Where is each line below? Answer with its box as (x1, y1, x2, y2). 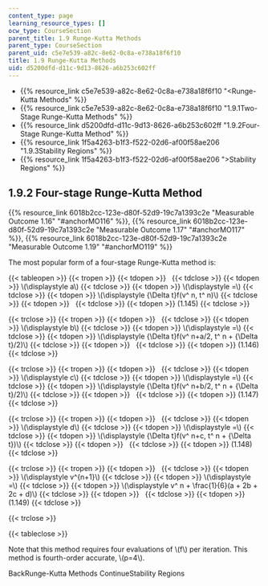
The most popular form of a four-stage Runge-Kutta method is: (8, 257, 217, 267)
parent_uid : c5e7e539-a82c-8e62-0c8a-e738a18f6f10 (8, 49, 181, 57)
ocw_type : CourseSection (8, 27, 91, 35)
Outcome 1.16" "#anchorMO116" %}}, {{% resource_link (8, 216, 192, 226)
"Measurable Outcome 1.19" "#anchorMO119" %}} (8, 242, 173, 252)
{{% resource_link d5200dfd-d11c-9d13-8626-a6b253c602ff (19, 120, 222, 129)
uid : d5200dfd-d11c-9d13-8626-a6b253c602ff (8, 64, 156, 72)
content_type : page (8, 11, 74, 20)
